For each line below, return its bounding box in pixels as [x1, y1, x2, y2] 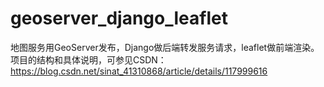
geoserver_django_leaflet [10, 7, 228, 30]
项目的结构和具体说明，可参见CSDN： [10, 53, 167, 66]
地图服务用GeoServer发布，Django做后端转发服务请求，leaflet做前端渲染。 [10, 41, 320, 53]
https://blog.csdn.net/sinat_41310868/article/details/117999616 [10, 65, 268, 77]
